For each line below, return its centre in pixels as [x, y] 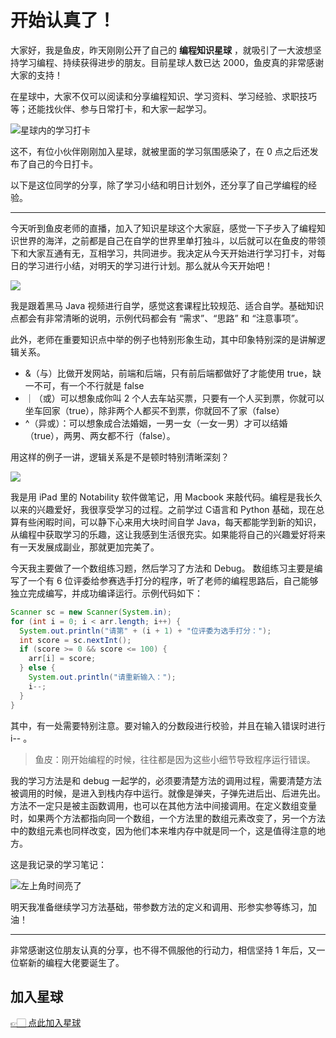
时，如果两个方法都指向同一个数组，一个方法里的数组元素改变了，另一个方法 [168, 818]
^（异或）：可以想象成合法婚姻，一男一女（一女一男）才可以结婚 [156, 423]
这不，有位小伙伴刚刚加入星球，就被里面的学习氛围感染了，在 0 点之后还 [160, 151]
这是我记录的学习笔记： [58, 864]
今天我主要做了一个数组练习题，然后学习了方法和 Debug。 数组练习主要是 [162, 568]
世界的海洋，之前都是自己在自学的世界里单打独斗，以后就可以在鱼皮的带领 [172, 240]
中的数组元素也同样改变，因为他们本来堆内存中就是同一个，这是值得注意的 [163, 830]
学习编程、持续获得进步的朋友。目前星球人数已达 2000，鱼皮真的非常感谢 [171, 62]
